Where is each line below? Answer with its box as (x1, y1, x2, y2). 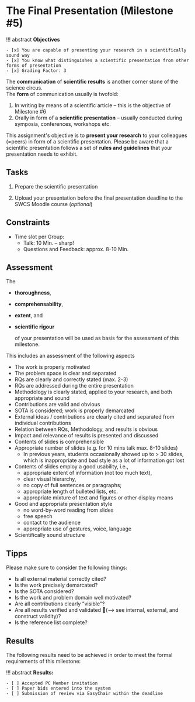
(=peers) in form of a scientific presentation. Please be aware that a (6, 138, 169, 145)
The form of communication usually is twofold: (6, 90, 119, 97)
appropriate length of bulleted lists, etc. (23, 488, 119, 495)
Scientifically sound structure (14, 532, 86, 539)
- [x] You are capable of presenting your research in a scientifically (6, 47, 187, 53)
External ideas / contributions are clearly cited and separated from (14, 413, 175, 420)
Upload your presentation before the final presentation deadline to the (14, 194, 183, 201)
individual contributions (14, 420, 71, 427)
